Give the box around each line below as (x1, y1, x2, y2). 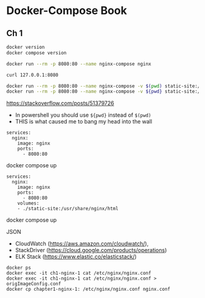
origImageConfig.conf (6, 281, 62, 287)
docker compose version (6, 49, 67, 56)
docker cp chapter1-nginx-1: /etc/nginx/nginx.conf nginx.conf (6, 286, 171, 293)
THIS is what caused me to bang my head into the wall (15, 118, 153, 125)
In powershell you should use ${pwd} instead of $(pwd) (15, 111, 151, 119)
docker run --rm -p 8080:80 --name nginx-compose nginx (6, 60, 151, 67)
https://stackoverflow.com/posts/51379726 (6, 100, 115, 107)
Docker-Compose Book (6, 4, 127, 18)
